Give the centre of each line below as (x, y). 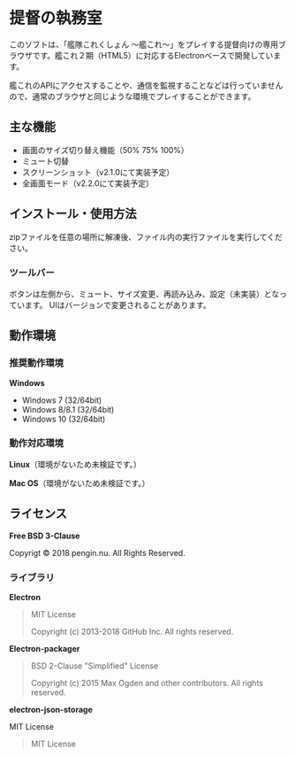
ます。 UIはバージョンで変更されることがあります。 (118, 305)
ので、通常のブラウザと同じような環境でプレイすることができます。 (132, 96)
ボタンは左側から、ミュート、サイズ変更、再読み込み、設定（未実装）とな (144, 294)
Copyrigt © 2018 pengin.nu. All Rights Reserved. (97, 552)
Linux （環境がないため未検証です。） (75, 464)
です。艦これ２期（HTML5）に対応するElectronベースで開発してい (153, 55)
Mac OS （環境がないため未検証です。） (79, 483)
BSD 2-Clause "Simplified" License (95, 666)
